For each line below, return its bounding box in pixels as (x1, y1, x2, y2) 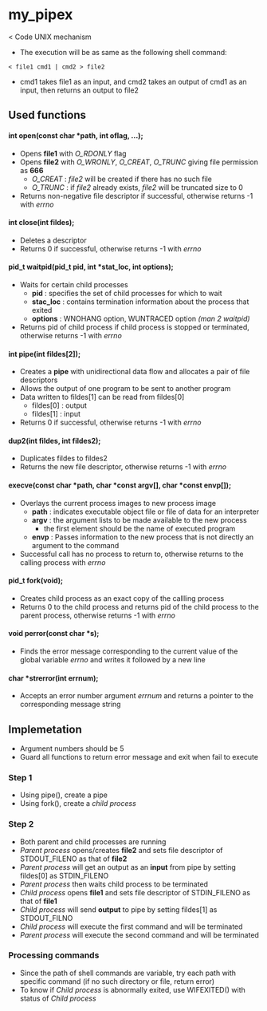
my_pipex (8, 6, 73, 24)
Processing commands (8, 950, 100, 961)
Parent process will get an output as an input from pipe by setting (19, 862, 237, 871)
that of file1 (19, 896, 57, 906)
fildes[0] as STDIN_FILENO (19, 871, 109, 880)
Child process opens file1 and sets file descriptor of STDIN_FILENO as (19, 887, 251, 897)
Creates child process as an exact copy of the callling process (19, 593, 225, 603)
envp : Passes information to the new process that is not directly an (31, 532, 254, 542)
